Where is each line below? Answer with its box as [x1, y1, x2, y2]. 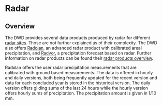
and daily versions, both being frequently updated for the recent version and [5, 75, 157, 80]
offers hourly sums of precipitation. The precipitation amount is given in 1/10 [5, 90, 157, 96]
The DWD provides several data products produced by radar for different [5, 35, 150, 40]
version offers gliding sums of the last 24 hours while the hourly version [5, 85, 148, 91]
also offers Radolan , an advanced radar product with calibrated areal [5, 45, 142, 51]
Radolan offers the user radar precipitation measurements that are [5, 65, 137, 70]
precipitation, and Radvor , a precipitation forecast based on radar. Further [5, 50, 151, 56]
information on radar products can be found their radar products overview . [5, 55, 154, 61]
